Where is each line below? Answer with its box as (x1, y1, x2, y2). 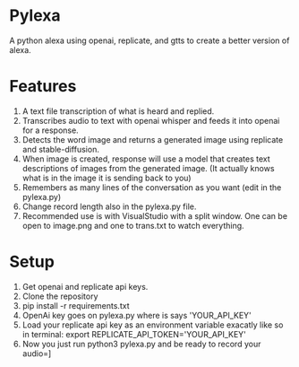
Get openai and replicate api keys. (21, 281, 149, 292)
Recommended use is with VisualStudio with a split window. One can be (21, 210, 288, 221)
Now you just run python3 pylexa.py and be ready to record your (21, 338, 261, 349)
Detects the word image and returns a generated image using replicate (21, 134, 284, 144)
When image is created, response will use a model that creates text (21, 153, 270, 164)
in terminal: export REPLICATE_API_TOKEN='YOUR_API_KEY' (21, 328, 246, 339)
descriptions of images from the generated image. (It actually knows (21, 162, 275, 173)
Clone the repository (21, 291, 98, 301)
